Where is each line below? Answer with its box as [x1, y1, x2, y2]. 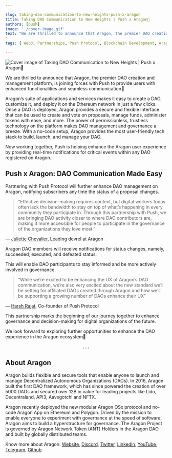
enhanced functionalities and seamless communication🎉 [5, 85, 124, 91]
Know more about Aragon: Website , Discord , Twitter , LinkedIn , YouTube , [5, 441, 158, 447]
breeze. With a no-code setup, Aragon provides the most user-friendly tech [5, 128, 165, 134]
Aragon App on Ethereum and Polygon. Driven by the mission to [17, 409, 152, 415]
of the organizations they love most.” [17, 225, 96, 232]
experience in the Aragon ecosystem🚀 [5, 333, 86, 339]
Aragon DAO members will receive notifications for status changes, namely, [5, 245, 165, 252]
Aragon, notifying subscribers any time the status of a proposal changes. [5, 188, 160, 195]
